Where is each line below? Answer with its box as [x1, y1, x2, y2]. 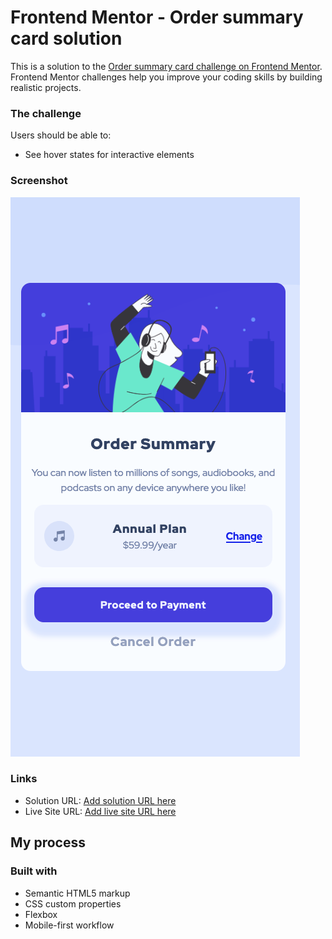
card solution [10, 27, 123, 50]
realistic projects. [10, 81, 82, 93]
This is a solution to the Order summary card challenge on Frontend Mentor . [10, 60, 323, 72]
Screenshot [10, 174, 68, 188]
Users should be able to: [10, 129, 112, 141]
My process [10, 834, 86, 851]
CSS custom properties [24, 897, 122, 910]
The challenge [10, 106, 82, 120]
